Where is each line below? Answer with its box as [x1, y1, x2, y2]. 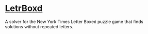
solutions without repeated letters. [5, 23, 74, 29]
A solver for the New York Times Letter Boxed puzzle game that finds [5, 19, 144, 24]
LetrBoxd [5, 3, 43, 14]
